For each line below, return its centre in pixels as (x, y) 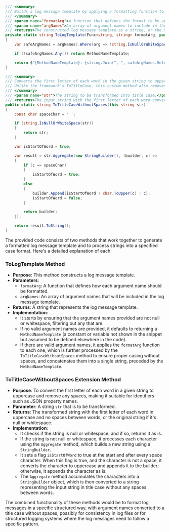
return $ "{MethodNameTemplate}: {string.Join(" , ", (70, 63)
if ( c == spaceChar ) (45, 165)
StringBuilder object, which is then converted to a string (79, 482)
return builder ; (40, 212)
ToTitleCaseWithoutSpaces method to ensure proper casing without (90, 356)
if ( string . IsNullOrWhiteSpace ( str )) (54, 124)
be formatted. (34, 291)
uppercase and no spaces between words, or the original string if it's (84, 418)
